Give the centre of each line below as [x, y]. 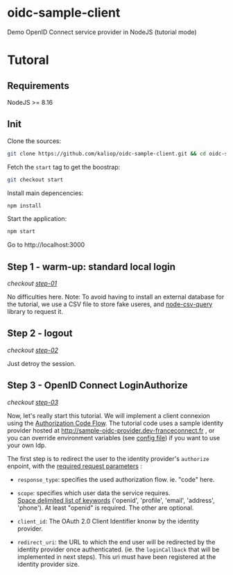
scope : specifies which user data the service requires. [94, 493]
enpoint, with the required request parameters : [75, 466]
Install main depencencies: [45, 193]
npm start [21, 232]
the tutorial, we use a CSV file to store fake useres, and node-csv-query [110, 304]
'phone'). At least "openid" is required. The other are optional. [105, 508]
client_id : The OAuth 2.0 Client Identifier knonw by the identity [108, 521]
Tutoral [28, 60]
